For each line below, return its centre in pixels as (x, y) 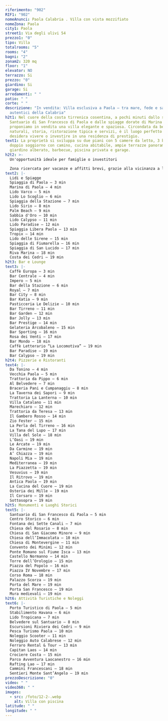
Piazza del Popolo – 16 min (39, 566)
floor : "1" (16, 66)
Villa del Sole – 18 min (35, 435)
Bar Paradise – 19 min (33, 351)
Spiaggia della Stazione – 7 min (44, 201)
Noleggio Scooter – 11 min (38, 636)
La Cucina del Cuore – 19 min (41, 486)
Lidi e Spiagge (25, 178)
